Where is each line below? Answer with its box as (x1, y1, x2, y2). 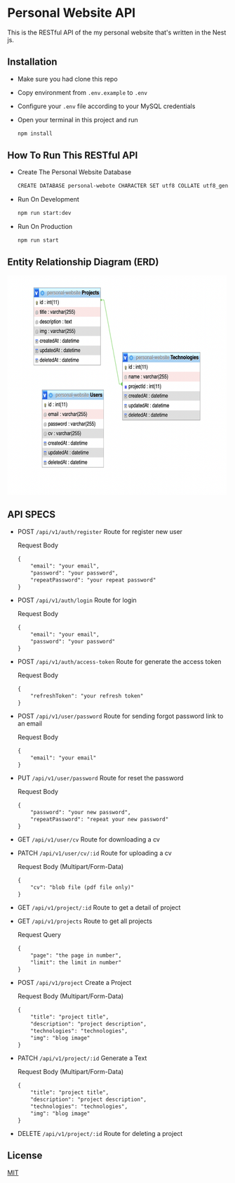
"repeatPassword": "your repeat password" (30, 576, 156, 584)
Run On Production (17, 223, 73, 231)
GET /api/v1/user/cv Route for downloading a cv (17, 835, 160, 844)
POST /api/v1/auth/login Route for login (17, 596, 137, 604)
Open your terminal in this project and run (17, 115, 138, 124)
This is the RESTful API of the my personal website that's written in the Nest (7, 28, 227, 37)
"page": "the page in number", (30, 952, 122, 959)
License (7, 1150, 43, 1162)
